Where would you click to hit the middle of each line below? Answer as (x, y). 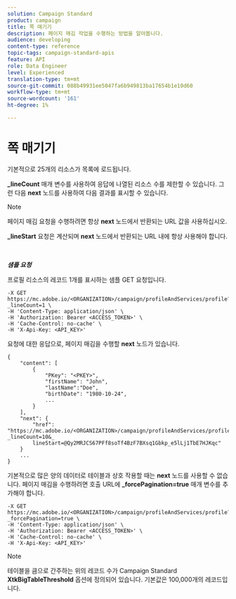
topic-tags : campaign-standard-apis (61, 53)
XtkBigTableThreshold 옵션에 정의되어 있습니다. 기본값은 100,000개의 (105, 579)
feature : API (26, 60)
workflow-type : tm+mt (39, 92)
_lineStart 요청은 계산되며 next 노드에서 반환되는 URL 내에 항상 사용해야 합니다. (118, 236)
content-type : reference (44, 46)
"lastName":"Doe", (72, 388)
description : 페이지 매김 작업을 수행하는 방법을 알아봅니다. (85, 33)
